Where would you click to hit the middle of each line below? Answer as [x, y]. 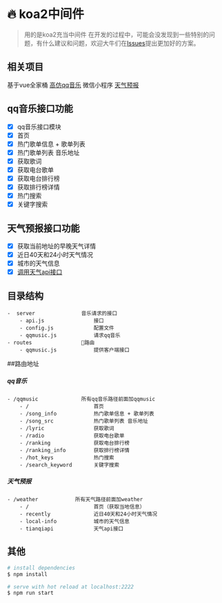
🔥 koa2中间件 [46, 14]
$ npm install [28, 574]
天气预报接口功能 [43, 228]
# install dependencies [41, 568]
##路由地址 [23, 364]
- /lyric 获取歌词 [67, 429]
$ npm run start [30, 593]
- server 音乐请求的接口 [62, 314]
